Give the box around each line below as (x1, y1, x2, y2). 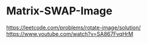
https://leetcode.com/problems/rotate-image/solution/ (6, 24, 141, 31)
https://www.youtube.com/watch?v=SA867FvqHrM (6, 30, 134, 37)
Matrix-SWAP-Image (6, 4, 113, 18)
